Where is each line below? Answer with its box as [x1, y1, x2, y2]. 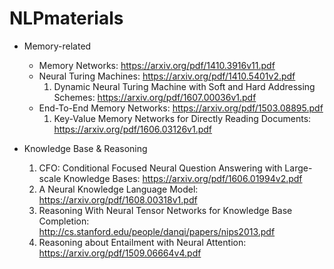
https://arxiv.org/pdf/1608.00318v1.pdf [38, 193, 198, 206]
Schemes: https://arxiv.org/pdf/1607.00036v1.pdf [53, 91, 257, 103]
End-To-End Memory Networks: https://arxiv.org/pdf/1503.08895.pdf [38, 102, 324, 114]
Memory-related [23, 40, 92, 52]
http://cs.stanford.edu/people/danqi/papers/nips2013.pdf [38, 225, 276, 237]
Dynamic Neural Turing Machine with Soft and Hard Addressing [53, 80, 316, 92]
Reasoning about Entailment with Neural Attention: [38, 236, 247, 248]
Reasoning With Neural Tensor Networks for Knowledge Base [38, 204, 293, 216]
